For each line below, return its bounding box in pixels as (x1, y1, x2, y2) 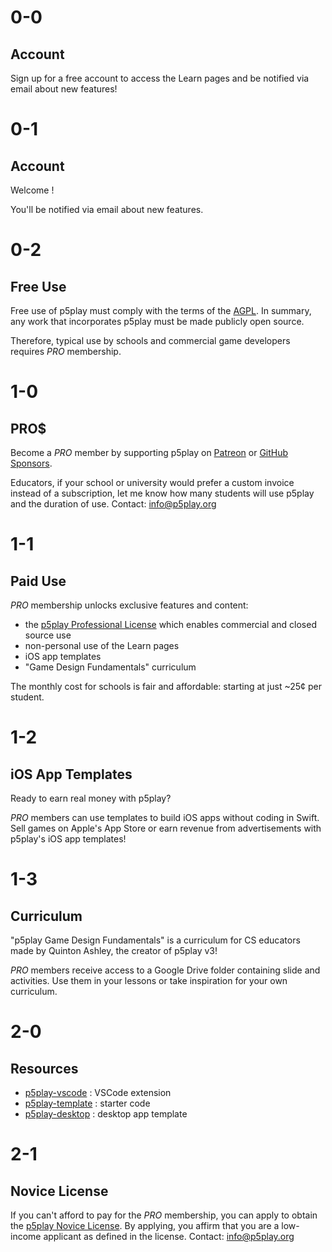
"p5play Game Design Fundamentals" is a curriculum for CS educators (10, 934, 301, 946)
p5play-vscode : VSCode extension (24, 1087, 172, 1098)
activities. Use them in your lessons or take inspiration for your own (10, 975, 288, 986)
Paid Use (10, 572, 67, 590)
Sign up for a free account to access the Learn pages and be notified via (10, 72, 310, 84)
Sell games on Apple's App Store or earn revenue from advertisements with (10, 822, 322, 834)
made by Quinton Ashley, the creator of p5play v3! (10, 945, 218, 956)
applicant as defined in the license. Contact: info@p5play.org (43, 1231, 295, 1242)
